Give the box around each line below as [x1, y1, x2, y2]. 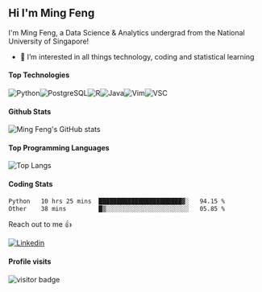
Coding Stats [8, 179, 53, 189]
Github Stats [8, 106, 52, 116]
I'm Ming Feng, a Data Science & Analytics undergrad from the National [8, 27, 245, 37]
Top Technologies [8, 70, 70, 80]
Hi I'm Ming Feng [8, 6, 95, 20]
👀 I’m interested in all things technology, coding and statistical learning [19, 51, 255, 61]
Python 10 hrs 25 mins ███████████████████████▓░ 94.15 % [8, 197, 226, 205]
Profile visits [8, 257, 52, 266]
